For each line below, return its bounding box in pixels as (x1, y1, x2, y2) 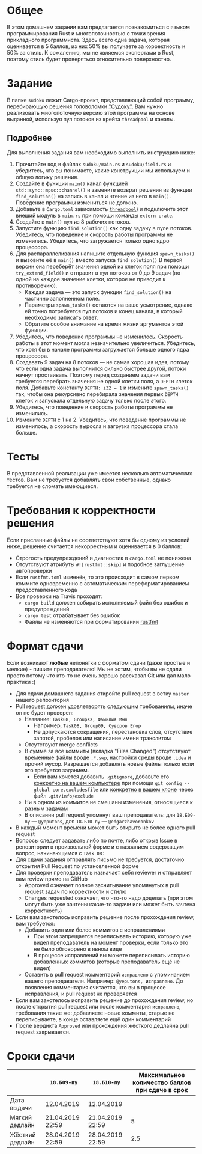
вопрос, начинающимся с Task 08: (15, 849, 105, 856)
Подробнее (7, 133, 52, 143)
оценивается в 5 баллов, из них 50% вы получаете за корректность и (7, 43, 186, 50)
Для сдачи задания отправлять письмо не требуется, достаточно (15, 856, 185, 863)
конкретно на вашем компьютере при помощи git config (33, 779, 182, 786)
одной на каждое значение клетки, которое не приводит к (15, 275, 166, 282)
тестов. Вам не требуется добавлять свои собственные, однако (7, 476, 171, 483)
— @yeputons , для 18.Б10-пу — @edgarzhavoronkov (31, 817, 155, 825)
